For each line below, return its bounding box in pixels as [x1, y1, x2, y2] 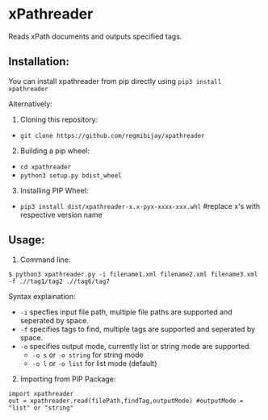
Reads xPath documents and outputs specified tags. [8, 31, 182, 41]
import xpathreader [8, 389, 74, 397]
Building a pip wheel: [19, 146, 90, 156]
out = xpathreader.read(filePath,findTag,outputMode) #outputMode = [8, 397, 244, 405]
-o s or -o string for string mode [31, 350, 144, 360]
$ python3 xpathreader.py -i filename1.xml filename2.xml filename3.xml [8, 270, 258, 278]
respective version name [19, 210, 103, 219]
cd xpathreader [19, 163, 72, 171]
